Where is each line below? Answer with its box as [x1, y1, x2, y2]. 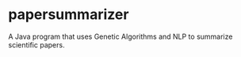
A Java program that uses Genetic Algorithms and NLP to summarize [8, 32, 233, 41]
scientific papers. [8, 40, 65, 49]
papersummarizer [8, 6, 129, 24]
